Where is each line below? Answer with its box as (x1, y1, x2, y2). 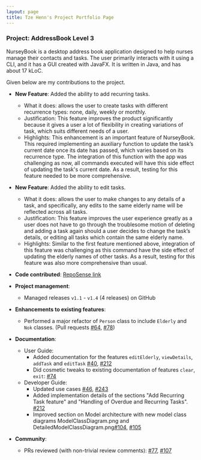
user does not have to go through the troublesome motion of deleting (23, 220, 195, 228)
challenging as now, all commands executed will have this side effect (23, 159, 194, 166)
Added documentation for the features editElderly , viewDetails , (32, 353, 193, 360)
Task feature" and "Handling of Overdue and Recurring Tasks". (32, 398, 188, 405)
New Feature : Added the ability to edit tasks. (14, 184, 126, 191)
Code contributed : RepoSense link (14, 271, 101, 278)
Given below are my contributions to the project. (6, 79, 126, 86)
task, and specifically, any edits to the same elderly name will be (23, 202, 183, 209)
